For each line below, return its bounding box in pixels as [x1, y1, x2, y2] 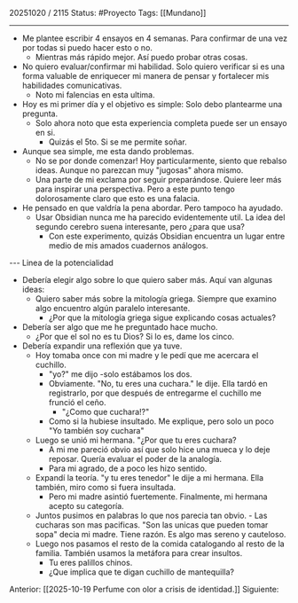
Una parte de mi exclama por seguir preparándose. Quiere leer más [35, 175, 282, 184]
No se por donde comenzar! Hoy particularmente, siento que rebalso [35, 155, 287, 166]
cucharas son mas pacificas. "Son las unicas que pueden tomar [35, 520, 269, 530]
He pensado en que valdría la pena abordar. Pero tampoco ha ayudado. [21, 203, 284, 213]
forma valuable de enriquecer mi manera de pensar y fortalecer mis [21, 71, 270, 81]
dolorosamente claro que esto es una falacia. [35, 193, 200, 203]
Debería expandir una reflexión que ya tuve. [21, 341, 183, 351]
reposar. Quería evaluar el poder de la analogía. [48, 454, 223, 464]
